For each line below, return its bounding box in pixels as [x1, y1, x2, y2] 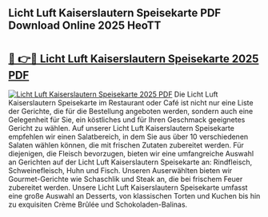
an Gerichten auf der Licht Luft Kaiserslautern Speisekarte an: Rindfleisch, [8, 157, 253, 167]
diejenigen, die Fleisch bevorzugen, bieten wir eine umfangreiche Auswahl [8, 149, 254, 158]
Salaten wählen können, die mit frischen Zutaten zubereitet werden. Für [8, 140, 244, 150]
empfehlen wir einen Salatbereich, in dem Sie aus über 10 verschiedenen [8, 132, 249, 141]
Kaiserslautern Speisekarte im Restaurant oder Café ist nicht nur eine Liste [8, 98, 254, 107]
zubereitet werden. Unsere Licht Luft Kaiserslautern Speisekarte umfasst [8, 183, 248, 192]
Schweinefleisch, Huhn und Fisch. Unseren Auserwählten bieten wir [8, 166, 233, 175]
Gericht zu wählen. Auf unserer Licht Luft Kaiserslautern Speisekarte [8, 124, 234, 132]
